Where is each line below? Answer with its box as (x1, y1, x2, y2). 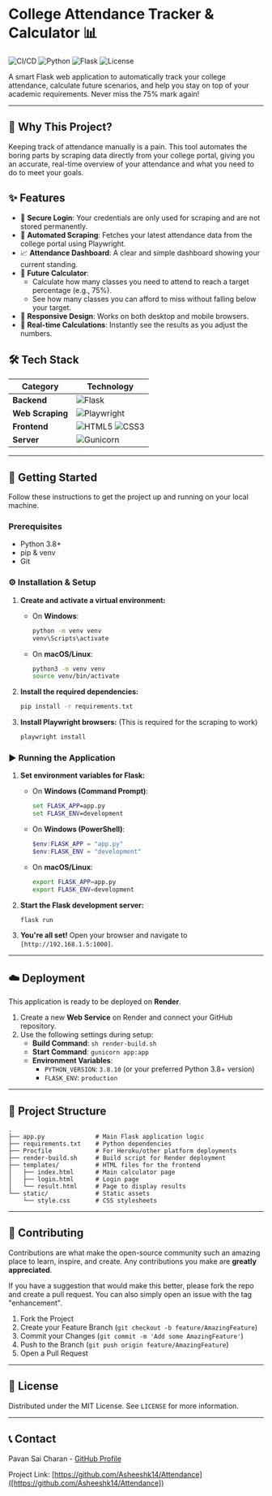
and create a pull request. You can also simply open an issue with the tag (8, 1289, 253, 1299)
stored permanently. (19, 221, 88, 231)
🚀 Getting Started (8, 470, 98, 484)
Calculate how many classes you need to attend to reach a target (32, 277, 249, 287)
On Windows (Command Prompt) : (32, 787, 148, 796)
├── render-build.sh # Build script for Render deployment (8, 1154, 227, 1162)
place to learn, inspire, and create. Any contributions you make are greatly (8, 1256, 257, 1266)
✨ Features (8, 192, 66, 205)
